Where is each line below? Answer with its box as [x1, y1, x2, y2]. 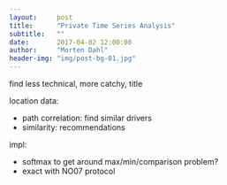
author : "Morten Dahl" [9, 46, 109, 55]
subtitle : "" [9, 29, 65, 38]
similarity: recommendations [21, 122, 125, 133]
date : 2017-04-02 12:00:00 [9, 37, 132, 47]
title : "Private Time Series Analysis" [9, 21, 176, 30]
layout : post [9, 12, 73, 22]
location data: [9, 96, 59, 106]
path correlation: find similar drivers [21, 112, 153, 123]
